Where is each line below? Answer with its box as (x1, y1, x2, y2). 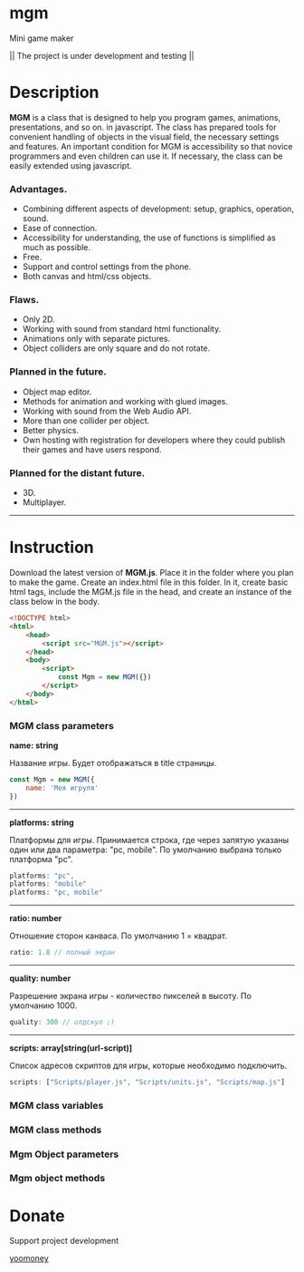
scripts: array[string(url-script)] (9, 1042, 133, 1054)
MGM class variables (9, 1099, 104, 1112)
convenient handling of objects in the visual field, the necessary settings (9, 131, 280, 142)
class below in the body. (9, 597, 100, 607)
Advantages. (9, 182, 68, 195)
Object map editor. (22, 386, 92, 397)
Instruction (9, 538, 94, 558)
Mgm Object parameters (9, 1148, 119, 1160)
